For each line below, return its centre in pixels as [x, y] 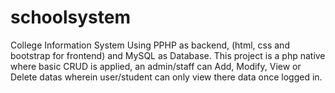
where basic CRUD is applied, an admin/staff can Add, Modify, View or [156, 66]
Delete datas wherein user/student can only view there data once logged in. [166, 77]
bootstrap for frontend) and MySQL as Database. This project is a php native [168, 55]
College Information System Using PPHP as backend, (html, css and [150, 45]
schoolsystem [70, 17]
